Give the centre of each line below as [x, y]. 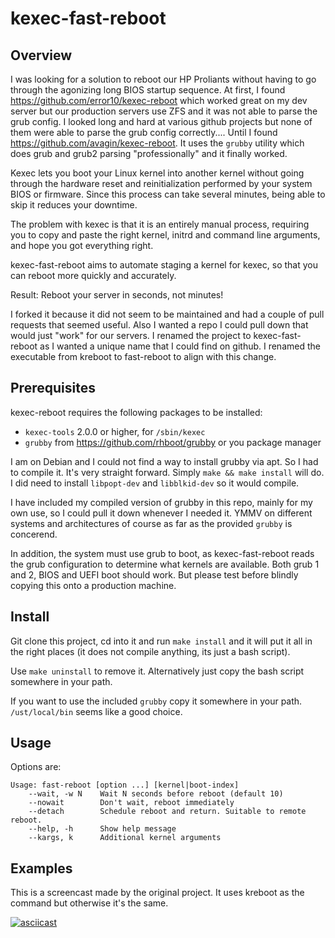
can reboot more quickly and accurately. [93, 275]
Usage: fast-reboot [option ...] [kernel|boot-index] [125, 785]
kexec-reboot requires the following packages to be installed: [136, 412]
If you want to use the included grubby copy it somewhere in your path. [156, 701]
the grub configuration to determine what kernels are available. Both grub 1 [165, 564]
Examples [41, 868]
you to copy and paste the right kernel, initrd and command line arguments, [165, 235]
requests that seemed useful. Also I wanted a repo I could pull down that [159, 325]
